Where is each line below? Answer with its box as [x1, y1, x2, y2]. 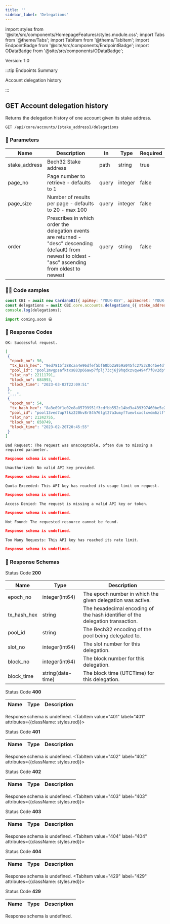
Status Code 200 [5, 569, 41, 575]
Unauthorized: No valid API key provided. [5, 466, 96, 471]
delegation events [47, 227, 90, 234]
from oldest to [47, 265, 81, 272]
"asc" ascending [47, 259, 87, 266]
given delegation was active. [83, 596, 151, 603]
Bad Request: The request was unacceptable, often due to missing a [5, 443, 153, 448]
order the [47, 221, 69, 228]
